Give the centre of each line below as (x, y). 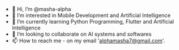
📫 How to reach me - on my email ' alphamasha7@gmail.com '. (88, 41)
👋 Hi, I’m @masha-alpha (41, 9)
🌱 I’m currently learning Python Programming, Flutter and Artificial (93, 21)
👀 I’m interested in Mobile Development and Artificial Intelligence (91, 15)
